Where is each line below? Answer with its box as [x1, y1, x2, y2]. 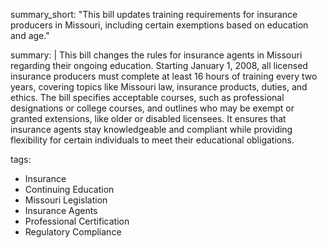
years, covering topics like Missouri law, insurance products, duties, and [10, 81, 308, 93]
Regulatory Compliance [24, 226, 122, 238]
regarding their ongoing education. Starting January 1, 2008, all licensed [10, 60, 308, 71]
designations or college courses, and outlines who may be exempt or [10, 102, 295, 114]
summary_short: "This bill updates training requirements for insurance [10, 9, 298, 20]
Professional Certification [24, 215, 130, 227]
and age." [10, 30, 50, 41]
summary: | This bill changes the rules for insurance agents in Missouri [10, 49, 303, 61]
